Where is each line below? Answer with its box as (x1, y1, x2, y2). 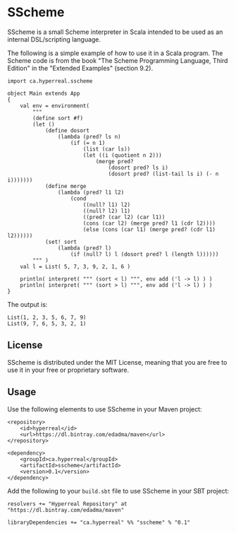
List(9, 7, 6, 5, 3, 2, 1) (7, 320, 87, 327)
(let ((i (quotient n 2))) (82, 151, 162, 159)
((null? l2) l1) (82, 207, 131, 214)
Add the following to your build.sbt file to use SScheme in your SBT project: (7, 486, 230, 495)
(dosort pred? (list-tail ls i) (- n (108, 170, 219, 177)
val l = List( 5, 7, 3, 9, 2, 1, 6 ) (20, 263, 131, 270)
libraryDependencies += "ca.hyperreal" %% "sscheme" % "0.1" (7, 519, 191, 526)
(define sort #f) (32, 115, 83, 122)
